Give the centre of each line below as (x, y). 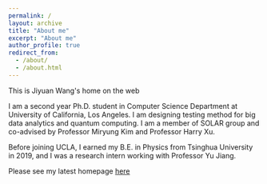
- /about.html (39, 68)
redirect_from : (34, 53)
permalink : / (30, 16)
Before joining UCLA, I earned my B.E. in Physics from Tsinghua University (131, 147)
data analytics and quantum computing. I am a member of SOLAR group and (134, 123)
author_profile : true (44, 46)
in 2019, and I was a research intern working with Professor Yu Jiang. (122, 155)
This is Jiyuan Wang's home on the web (74, 90)
